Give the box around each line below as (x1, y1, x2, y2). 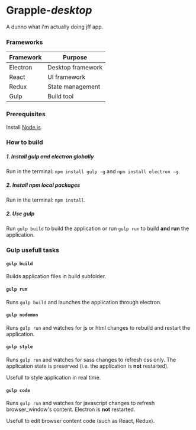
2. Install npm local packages (6, 181, 81, 189)
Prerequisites (6, 110, 46, 119)
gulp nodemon (6, 312, 38, 318)
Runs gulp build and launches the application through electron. (6, 298, 162, 305)
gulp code (6, 387, 31, 393)
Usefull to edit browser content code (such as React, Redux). (6, 418, 155, 425)
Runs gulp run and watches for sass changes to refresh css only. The (6, 356, 176, 364)
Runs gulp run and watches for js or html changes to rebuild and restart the (6, 324, 191, 331)
